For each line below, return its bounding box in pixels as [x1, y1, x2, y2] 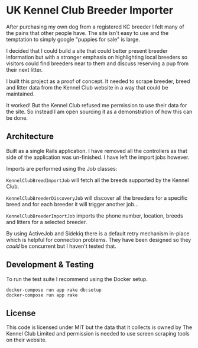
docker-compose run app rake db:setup [6, 287, 102, 293]
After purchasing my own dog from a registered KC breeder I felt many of [6, 23, 184, 30]
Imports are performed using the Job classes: [6, 165, 118, 172]
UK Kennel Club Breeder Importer [6, 4, 173, 17]
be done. [6, 114, 28, 122]
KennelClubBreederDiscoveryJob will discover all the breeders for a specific [6, 194, 188, 202]
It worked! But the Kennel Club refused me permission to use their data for [6, 101, 187, 108]
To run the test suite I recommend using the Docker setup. [6, 275, 148, 282]
